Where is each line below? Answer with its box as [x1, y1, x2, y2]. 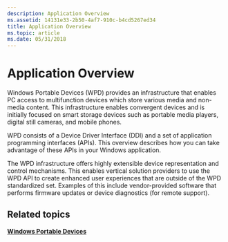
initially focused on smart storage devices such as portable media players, [7, 111, 219, 119]
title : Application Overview [7, 23, 91, 30]
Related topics [7, 209, 70, 221]
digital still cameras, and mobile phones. [7, 118, 122, 127]
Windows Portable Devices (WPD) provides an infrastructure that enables [7, 89, 216, 97]
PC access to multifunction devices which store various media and [7, 96, 197, 104]
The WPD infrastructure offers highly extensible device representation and [7, 160, 219, 168]
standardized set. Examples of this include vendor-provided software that [7, 181, 217, 190]
